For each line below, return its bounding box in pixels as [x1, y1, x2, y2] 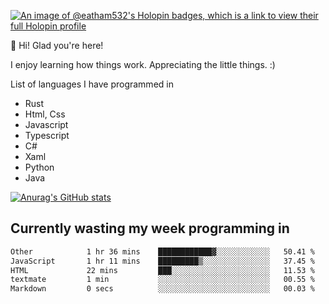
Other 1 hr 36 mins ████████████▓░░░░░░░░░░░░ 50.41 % [10, 246, 315, 257]
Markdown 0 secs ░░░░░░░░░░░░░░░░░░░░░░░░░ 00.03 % [10, 284, 315, 294]
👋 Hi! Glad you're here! [10, 40, 104, 51]
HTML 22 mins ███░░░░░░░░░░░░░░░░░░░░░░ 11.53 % [10, 265, 315, 275]
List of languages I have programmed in [10, 78, 174, 90]
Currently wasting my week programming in [10, 220, 290, 237]
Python [24, 161, 55, 173]
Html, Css [24, 108, 66, 120]
